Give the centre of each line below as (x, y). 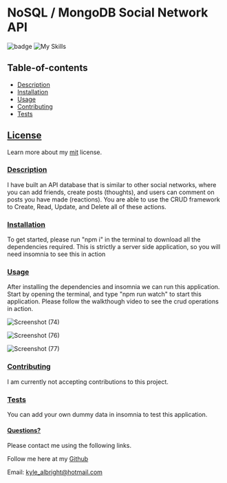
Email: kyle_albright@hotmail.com (55, 472)
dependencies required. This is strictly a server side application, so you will (114, 247)
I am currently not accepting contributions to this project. (88, 382)
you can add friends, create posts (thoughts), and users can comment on (111, 192)
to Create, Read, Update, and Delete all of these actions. (87, 206)
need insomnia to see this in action (56, 254)
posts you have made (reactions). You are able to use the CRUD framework (113, 199)
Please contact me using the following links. (69, 446)
